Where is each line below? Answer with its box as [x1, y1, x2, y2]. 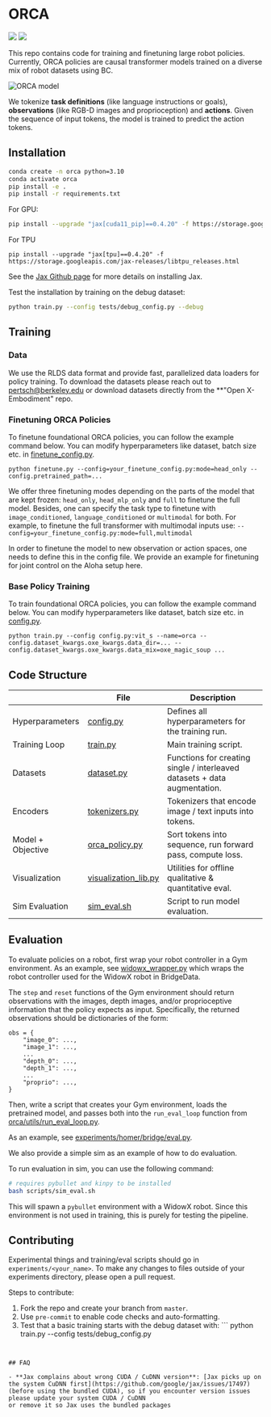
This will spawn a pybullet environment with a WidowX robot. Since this [8, 1201, 248, 1211]
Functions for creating [166, 753, 251, 764]
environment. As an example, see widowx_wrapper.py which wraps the [8, 963, 244, 972]
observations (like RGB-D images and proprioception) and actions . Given [8, 105, 254, 115]
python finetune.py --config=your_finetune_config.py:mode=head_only [8, 465, 248, 473]
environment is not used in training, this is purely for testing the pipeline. [8, 1210, 248, 1220]
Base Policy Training [8, 580, 90, 592]
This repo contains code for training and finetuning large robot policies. [8, 48, 245, 57]
